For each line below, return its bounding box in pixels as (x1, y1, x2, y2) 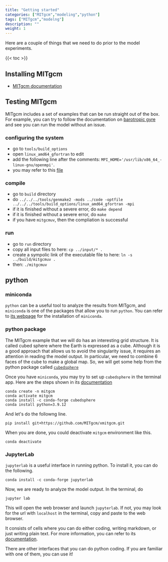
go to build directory (12, 191, 56, 197)
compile (5, 179, 26, 186)
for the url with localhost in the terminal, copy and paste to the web (5, 510, 146, 516)
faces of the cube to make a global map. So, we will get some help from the (5, 359, 162, 365)
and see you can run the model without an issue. (5, 121, 106, 127)
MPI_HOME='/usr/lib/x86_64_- (101, 157, 162, 163)
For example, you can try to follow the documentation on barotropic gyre (5, 116, 156, 122)
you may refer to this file (12, 167, 63, 173)
